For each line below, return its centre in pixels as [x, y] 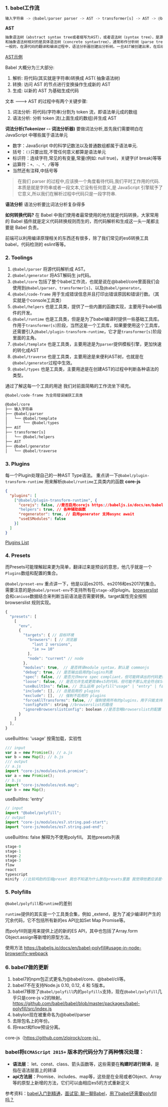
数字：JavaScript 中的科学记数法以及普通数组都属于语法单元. [75, 145]
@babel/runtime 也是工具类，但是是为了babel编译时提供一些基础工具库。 [87, 319]
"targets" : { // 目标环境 [48, 635]
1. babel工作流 [22, 7]
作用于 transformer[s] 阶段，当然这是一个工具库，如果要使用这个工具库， [87, 325]
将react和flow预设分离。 [37, 1027]
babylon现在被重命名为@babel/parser [51, 1015]
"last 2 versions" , [52, 644]
